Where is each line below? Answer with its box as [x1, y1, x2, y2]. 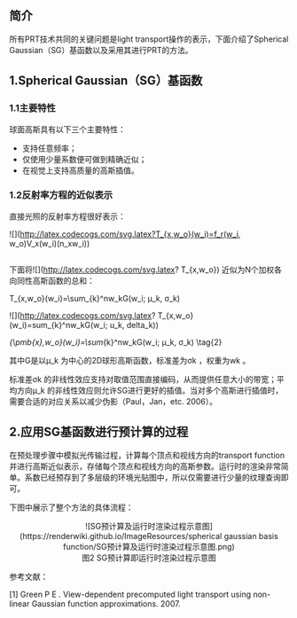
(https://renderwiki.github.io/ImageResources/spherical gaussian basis [19, 530, 279, 541]
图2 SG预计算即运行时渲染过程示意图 [82, 552, 216, 563]
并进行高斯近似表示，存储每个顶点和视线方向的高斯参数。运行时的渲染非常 [9, 460, 281, 472]
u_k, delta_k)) [109, 319, 160, 330]
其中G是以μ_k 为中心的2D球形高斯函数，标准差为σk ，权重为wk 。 [9, 355, 251, 365]
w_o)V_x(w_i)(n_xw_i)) [9, 238, 90, 248]
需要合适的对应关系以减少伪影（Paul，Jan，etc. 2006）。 [9, 395, 218, 406]
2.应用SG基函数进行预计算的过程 [9, 425, 189, 440]
